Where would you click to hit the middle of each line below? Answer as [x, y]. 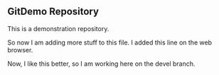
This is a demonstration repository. [58, 28]
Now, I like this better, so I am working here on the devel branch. [101, 64]
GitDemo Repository [53, 12]
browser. [20, 50]
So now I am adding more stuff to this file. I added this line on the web [109, 42]
